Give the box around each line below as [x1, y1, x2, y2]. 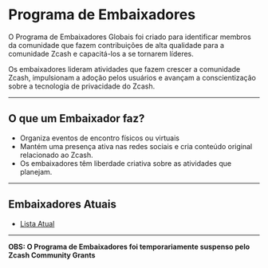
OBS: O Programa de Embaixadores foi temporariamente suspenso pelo [8, 242, 250, 251]
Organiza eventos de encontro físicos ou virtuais [19, 133, 179, 143]
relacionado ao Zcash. [19, 150, 93, 160]
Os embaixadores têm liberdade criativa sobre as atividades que [19, 158, 232, 168]
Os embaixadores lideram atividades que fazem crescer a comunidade [8, 64, 241, 73]
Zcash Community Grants [8, 250, 96, 260]
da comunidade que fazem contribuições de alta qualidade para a [8, 40, 225, 49]
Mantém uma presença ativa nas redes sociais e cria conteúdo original [19, 141, 253, 151]
